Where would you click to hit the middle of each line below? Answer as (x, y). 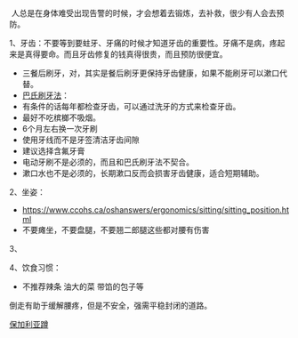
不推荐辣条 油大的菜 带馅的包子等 (83, 286)
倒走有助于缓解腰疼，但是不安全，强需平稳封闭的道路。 (110, 306)
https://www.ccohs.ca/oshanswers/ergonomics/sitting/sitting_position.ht (155, 210)
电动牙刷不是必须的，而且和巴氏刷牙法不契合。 (108, 162)
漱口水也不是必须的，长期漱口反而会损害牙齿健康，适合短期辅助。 (143, 173)
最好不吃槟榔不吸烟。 (61, 117)
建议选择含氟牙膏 (53, 151)
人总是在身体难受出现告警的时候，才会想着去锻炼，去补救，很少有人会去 (144, 13)
